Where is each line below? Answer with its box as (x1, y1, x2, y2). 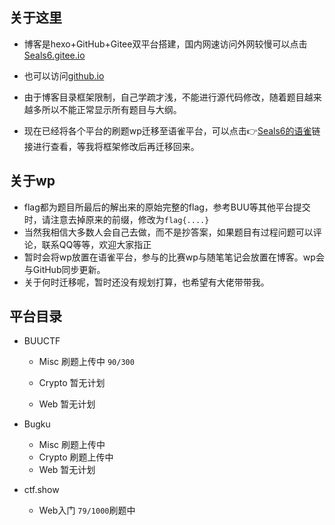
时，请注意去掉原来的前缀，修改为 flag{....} (23, 213, 210, 225)
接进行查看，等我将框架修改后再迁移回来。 (23, 140, 200, 152)
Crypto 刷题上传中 (38, 451, 114, 463)
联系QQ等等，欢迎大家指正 (41, 238, 152, 250)
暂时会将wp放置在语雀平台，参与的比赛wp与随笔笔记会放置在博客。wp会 (23, 251, 325, 263)
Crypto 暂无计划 (38, 377, 106, 389)
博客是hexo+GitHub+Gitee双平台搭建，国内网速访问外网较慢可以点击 (23, 38, 308, 50)
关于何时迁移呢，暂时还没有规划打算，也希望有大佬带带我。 (23, 276, 270, 288)
